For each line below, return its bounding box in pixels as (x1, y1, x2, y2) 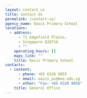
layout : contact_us (5, 7, 45, 12)
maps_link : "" (14, 53, 43, 58)
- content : (9, 67, 32, 72)
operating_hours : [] (14, 49, 56, 53)
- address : (9, 30, 32, 35)
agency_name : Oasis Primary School (5, 21, 78, 26)
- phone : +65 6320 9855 (18, 72, 67, 77)
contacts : (5, 62, 26, 67)
